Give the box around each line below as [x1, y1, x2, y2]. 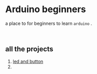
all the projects [5, 45, 53, 54]
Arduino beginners [5, 4, 86, 15]
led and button [12, 58, 44, 64]
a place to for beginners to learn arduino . [5, 20, 92, 26]
